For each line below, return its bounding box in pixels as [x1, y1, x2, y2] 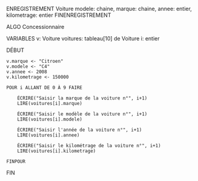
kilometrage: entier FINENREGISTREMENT [6, 11, 111, 19]
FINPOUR [6, 159, 26, 165]
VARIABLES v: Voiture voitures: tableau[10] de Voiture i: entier [6, 35, 160, 42]
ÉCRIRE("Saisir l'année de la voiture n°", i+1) [17, 127, 142, 133]
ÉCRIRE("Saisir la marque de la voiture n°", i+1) [17, 95, 148, 101]
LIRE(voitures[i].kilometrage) [17, 148, 96, 154]
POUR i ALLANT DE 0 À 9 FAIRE [6, 84, 83, 91]
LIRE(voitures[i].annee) [17, 132, 80, 138]
